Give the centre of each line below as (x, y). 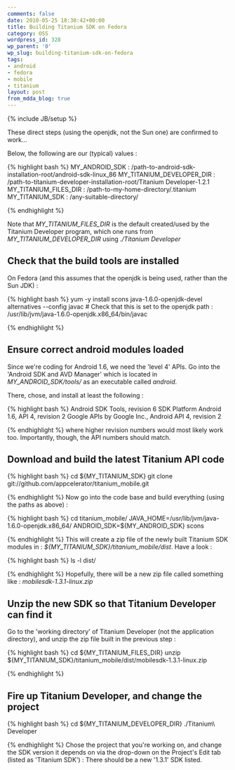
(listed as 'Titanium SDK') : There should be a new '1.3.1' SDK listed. (105, 760)
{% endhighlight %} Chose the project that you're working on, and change (115, 745)
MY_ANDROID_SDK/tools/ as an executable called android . (92, 381)
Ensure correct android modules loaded (96, 350)
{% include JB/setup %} (42, 119)
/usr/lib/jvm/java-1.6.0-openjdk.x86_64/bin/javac (78, 314)
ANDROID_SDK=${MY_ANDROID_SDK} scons (139, 526)
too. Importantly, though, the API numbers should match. (89, 437)
